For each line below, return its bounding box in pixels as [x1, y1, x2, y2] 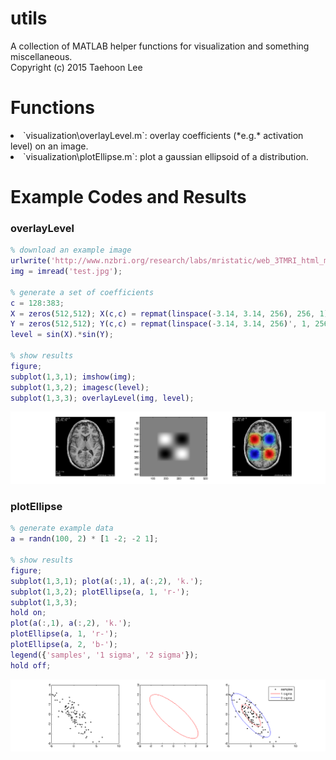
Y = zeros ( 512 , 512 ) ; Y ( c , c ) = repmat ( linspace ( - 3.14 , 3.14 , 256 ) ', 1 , [10, 319, 312, 329]
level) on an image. [10, 140, 89, 152]
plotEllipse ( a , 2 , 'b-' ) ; [10, 640, 118, 650]
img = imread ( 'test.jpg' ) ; [10, 267, 123, 277]
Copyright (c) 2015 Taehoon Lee [10, 61, 143, 73]
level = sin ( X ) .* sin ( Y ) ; [10, 330, 114, 340]
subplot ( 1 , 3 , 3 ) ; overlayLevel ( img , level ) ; [10, 393, 195, 403]
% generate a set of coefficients [10, 287, 155, 297]
